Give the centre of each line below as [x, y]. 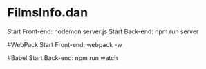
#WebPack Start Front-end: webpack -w [65, 44]
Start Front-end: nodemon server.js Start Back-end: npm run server [103, 31]
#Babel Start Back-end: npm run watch [63, 58]
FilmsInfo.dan [48, 13]
